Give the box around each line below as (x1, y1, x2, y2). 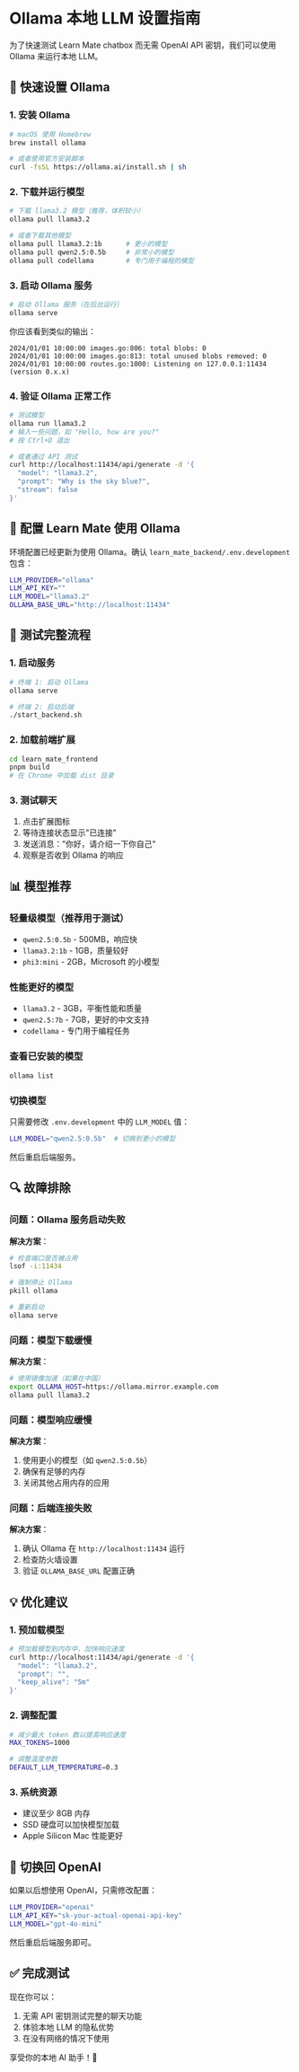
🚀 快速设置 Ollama (9, 80, 110, 95)
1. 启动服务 (9, 657, 56, 669)
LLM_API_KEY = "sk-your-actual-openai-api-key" (9, 1910, 182, 1920)
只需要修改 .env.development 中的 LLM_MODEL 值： (9, 1115, 190, 1127)
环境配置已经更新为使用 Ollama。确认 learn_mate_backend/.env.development (9, 546, 290, 557)
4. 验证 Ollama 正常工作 (9, 390, 111, 402)
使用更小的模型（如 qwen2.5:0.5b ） (22, 1454, 153, 1465)
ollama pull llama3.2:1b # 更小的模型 (9, 240, 168, 249)
